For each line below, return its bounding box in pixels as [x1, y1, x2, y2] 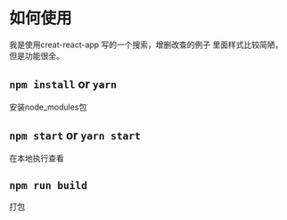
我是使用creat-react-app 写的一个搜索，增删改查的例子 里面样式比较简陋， [9, 39, 283, 50]
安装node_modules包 [9, 102, 87, 112]
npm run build [9, 179, 87, 191]
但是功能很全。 [9, 50, 64, 61]
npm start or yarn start [9, 128, 141, 143]
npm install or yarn [9, 77, 118, 92]
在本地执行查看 [9, 152, 64, 163]
